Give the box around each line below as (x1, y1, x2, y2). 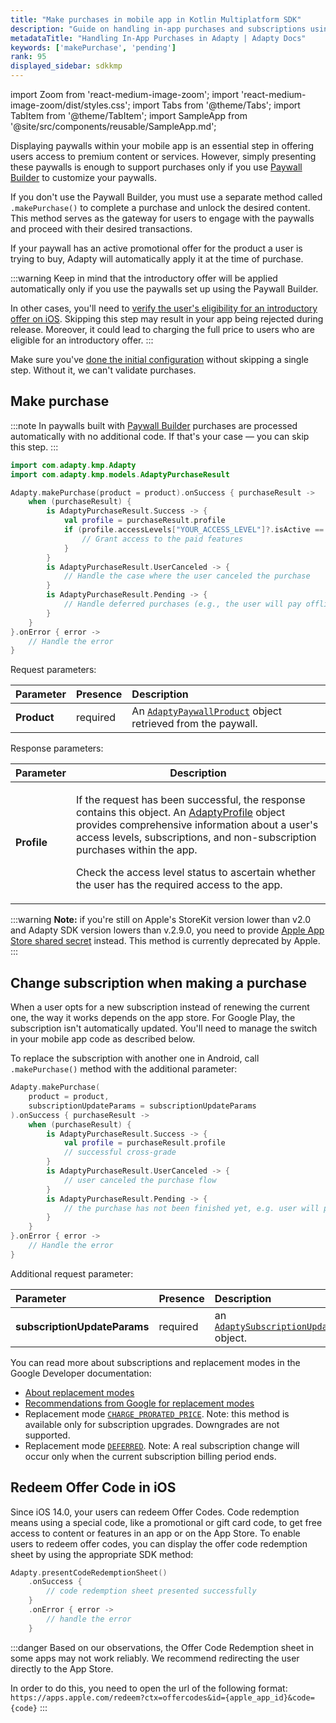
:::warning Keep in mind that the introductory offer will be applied (10, 272, 278, 284)
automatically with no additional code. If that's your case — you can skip (10, 430, 310, 442)
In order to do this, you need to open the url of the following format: (10, 1682, 288, 1694)
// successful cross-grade (63, 1147, 177, 1158)
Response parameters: (10, 742, 104, 755)
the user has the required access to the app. (75, 878, 283, 892)
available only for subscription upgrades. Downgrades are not (24, 1418, 280, 1430)
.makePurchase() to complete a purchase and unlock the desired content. (10, 202, 311, 213)
